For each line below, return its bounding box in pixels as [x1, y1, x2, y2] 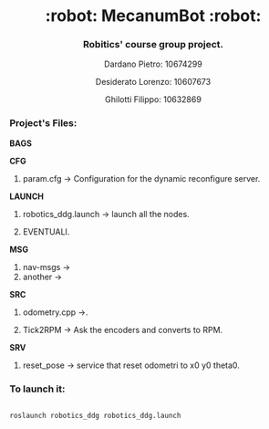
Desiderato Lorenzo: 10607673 [95, 77, 212, 88]
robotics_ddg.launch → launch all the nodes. [22, 208, 190, 219]
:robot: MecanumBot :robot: [45, 5, 262, 26]
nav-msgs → [22, 261, 71, 272]
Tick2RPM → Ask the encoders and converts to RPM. [22, 324, 223, 335]
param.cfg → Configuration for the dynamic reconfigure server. [22, 173, 261, 183]
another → [22, 271, 62, 282]
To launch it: [9, 382, 66, 395]
